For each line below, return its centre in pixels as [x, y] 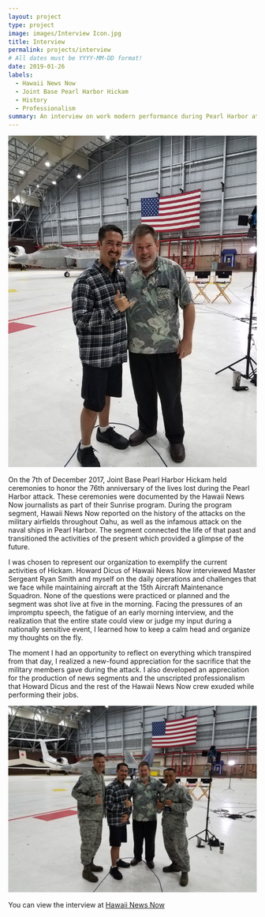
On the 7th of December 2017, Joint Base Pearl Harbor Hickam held [118, 480]
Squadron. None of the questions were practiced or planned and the [119, 596]
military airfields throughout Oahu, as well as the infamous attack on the [125, 522]
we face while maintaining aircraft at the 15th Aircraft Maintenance [116, 587]
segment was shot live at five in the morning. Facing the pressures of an [125, 604]
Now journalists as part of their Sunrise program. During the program [120, 505]
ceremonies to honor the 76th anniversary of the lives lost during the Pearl [129, 488]
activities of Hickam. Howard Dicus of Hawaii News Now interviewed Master [132, 571]
